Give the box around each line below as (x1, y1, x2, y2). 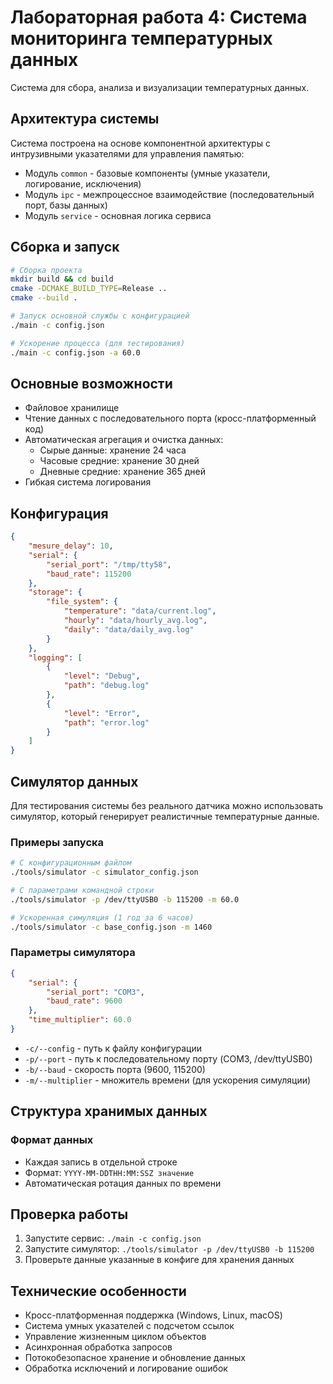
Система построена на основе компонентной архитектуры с (10, 137, 271, 149)
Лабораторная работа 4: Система (10, 6, 308, 29)
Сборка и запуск (10, 239, 120, 256)
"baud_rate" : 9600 (46, 996, 123, 1006)
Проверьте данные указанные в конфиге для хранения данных (24, 1254, 295, 1266)
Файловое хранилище (24, 402, 120, 414)
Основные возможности (10, 375, 173, 392)
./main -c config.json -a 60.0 (10, 347, 141, 358)
